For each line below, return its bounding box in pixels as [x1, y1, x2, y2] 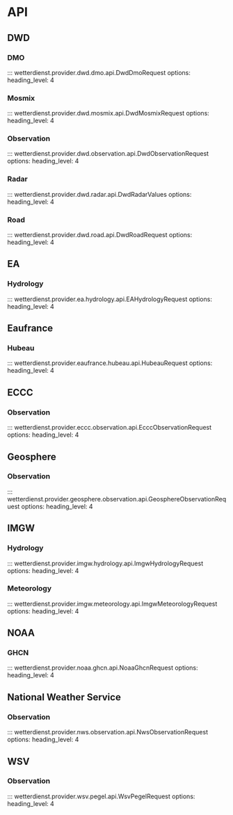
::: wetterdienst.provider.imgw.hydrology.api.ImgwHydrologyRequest [7, 559, 204, 567]
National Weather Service [7, 691, 122, 703]
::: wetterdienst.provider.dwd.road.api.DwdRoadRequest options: [7, 231, 193, 239]
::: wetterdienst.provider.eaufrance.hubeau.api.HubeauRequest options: [7, 359, 213, 367]
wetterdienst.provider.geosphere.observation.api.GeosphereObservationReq [7, 494, 227, 503]
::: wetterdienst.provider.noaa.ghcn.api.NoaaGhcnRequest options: [7, 663, 198, 672]
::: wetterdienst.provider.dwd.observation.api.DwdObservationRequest [7, 150, 209, 158]
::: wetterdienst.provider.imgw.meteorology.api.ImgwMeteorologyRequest [7, 599, 218, 608]
